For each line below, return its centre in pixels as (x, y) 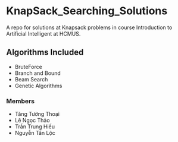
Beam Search (31, 79)
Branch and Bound (38, 73)
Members (20, 101)
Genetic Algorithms (38, 86)
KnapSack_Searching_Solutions (87, 11)
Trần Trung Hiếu (35, 127)
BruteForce (29, 67)
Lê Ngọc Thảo (32, 121)
